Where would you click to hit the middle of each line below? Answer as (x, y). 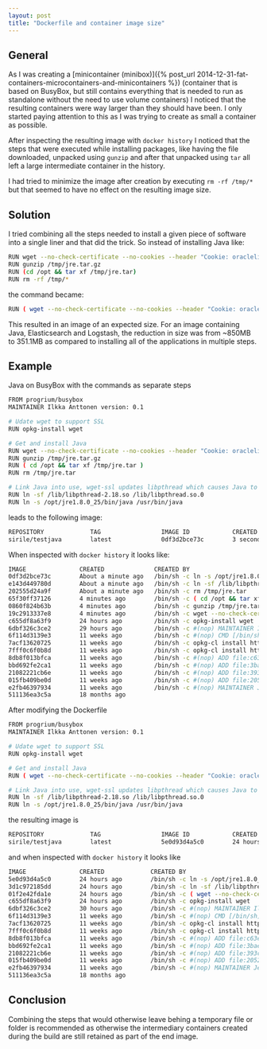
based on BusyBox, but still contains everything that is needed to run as (126, 92)
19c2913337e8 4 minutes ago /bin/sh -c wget (108, 614)
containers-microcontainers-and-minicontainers (87, 83)
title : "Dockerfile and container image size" (87, 23)
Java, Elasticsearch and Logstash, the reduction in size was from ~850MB (130, 333)
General (29, 55)
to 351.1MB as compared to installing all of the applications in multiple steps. (132, 341)
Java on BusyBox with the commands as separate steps (100, 385)
